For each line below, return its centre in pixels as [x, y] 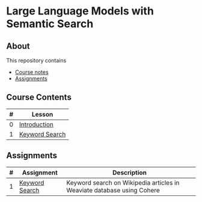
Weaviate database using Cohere [113, 190]
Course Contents [39, 97]
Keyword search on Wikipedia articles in [123, 183]
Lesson [42, 114]
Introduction [36, 124]
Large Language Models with [80, 11]
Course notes [32, 72]
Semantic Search [50, 24]
